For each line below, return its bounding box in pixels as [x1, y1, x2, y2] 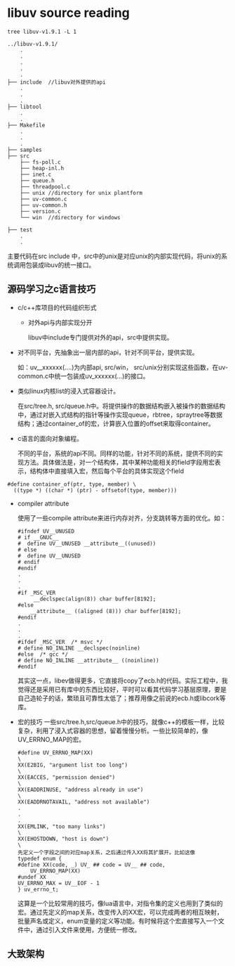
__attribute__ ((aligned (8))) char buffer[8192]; [30, 607, 182, 614]
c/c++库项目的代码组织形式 [17, 303, 97, 311]
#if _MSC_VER [17, 589, 56, 596]
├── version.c [20, 207, 61, 215]
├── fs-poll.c [20, 158, 61, 166]
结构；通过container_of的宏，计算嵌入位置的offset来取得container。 [17, 419, 215, 427]
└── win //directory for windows [20, 214, 121, 221]
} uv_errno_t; [17, 886, 59, 893]
